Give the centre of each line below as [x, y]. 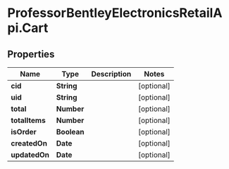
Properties [31, 54]
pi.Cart [28, 28]
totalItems [28, 120]
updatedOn [30, 155]
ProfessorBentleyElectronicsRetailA [115, 13]
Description [111, 74]
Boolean [70, 132]
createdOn [29, 143]
